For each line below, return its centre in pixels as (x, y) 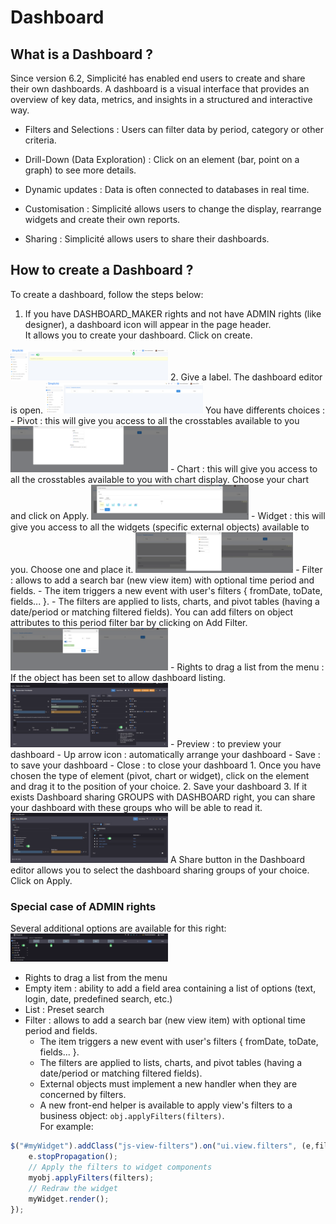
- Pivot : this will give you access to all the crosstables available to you (155, 421)
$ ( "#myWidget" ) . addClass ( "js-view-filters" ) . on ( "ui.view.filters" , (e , (162, 1146)
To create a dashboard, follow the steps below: (107, 294)
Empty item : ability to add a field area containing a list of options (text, (170, 988)
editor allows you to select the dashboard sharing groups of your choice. (160, 870)
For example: (66, 1127)
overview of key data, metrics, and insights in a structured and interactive (161, 99)
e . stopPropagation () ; (73, 1157)
